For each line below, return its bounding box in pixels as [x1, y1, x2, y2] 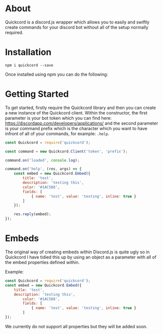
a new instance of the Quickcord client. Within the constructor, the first [5, 110, 147, 115]
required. [5, 29, 23, 35]
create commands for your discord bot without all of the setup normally [5, 24, 149, 30]
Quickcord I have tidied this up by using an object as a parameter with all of [5, 254, 157, 260]
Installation [5, 47, 52, 58]
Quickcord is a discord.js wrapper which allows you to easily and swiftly [5, 19, 150, 25]
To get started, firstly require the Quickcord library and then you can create [5, 105, 156, 111]
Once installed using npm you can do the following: [5, 71, 108, 77]
